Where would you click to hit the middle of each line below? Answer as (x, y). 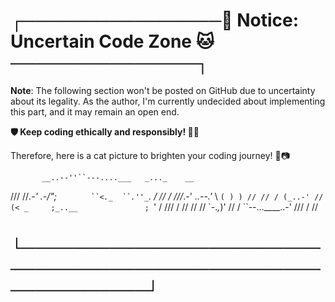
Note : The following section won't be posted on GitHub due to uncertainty (163, 90)
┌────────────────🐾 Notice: (155, 20)
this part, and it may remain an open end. (95, 111)
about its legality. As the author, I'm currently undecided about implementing (168, 101)
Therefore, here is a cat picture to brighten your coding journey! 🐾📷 (150, 155)
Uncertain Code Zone (101, 41)
